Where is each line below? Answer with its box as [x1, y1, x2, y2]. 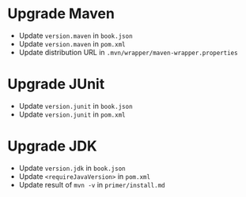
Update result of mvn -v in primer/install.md [18, 180, 165, 189]
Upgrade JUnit [7, 76, 105, 93]
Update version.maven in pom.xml [18, 39, 126, 48]
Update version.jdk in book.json [18, 163, 126, 173]
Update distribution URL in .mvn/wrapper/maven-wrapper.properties [18, 47, 238, 57]
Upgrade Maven [7, 5, 115, 23]
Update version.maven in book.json [18, 31, 133, 40]
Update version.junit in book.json [18, 101, 133, 110]
